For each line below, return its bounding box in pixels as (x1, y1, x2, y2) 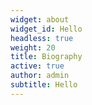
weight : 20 (10, 42, 56, 53)
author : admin (10, 71, 70, 81)
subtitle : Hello (10, 80, 78, 90)
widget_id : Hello (10, 24, 83, 34)
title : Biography (10, 52, 83, 62)
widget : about (10, 14, 70, 25)
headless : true (10, 33, 74, 43)
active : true (10, 61, 65, 71)
